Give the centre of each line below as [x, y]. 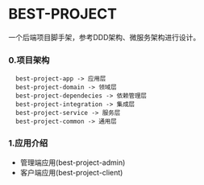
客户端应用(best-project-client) [71, 172]
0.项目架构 [29, 60]
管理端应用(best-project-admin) [73, 162]
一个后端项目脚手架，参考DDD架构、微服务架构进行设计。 [104, 37]
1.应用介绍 [28, 143]
